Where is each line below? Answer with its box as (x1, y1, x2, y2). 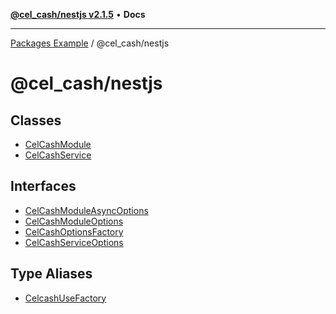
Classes (10, 112, 62, 129)
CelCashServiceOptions (24, 236, 124, 248)
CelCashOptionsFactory (24, 225, 124, 238)
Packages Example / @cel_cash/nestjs (10, 37, 170, 49)
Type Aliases (10, 265, 93, 283)
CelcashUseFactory (24, 292, 107, 304)
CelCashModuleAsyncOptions (24, 204, 149, 216)
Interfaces (10, 178, 77, 195)
